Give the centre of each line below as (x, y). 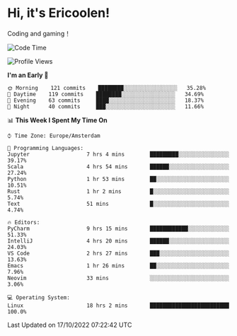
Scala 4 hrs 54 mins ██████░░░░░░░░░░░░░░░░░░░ (118, 167)
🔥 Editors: (24, 222)
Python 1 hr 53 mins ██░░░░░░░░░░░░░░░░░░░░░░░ (118, 179)
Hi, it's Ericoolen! (59, 13)
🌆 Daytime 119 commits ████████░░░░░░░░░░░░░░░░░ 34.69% (105, 94)
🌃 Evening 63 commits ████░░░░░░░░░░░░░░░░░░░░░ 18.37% (105, 100)
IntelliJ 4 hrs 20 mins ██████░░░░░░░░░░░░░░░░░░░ (118, 241)
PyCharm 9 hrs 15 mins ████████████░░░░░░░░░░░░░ (118, 228)
